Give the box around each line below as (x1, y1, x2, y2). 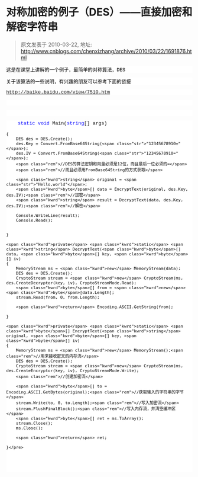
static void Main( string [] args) (17, 120, 108, 126)
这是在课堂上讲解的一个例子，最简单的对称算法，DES (6, 66, 126, 73)
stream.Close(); (15, 420, 53, 426)
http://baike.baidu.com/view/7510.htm (6, 89, 111, 95)
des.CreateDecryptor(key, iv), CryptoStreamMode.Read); (6, 280, 137, 286)
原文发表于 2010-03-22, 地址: (20, 41, 93, 48)
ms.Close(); (15, 425, 43, 431)
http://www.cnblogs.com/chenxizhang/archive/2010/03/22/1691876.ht (20, 47, 192, 55)
